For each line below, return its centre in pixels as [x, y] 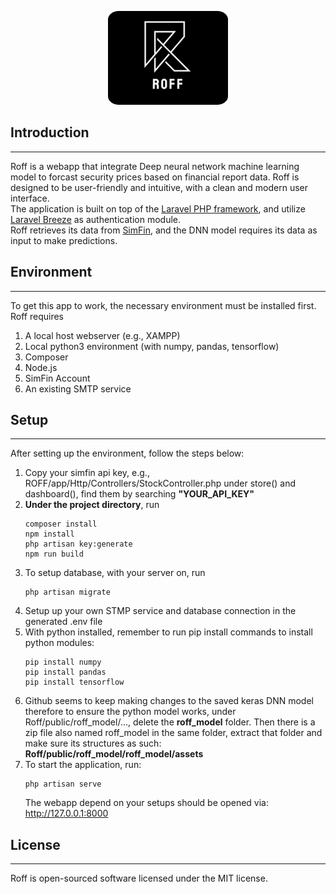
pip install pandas [65, 672]
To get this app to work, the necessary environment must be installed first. [163, 305]
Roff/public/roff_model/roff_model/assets [114, 754]
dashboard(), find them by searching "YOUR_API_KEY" [139, 494]
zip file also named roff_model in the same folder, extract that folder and [173, 733]
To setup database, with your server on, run [115, 573]
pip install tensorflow [74, 682]
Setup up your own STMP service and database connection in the [160, 611]
